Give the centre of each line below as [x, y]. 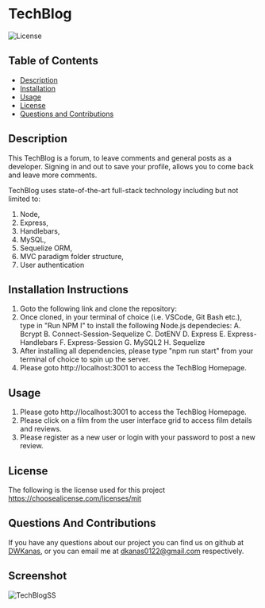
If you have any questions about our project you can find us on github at [126, 542]
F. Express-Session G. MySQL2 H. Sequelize [132, 343]
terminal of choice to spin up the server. [85, 359]
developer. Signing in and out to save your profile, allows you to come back [131, 166]
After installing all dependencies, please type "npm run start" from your [136, 351]
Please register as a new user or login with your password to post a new [138, 437]
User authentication [52, 265]
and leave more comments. [53, 175]
